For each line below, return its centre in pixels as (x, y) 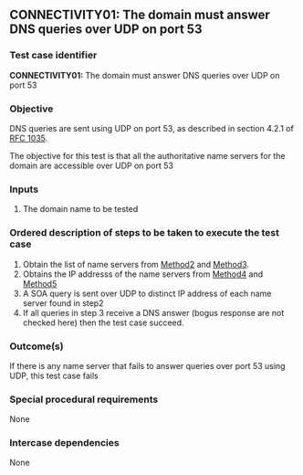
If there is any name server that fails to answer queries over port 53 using (147, 365)
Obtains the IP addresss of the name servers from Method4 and (143, 274)
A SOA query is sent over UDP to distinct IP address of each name (147, 293)
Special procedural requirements (84, 399)
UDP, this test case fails (54, 375)
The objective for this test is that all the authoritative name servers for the (147, 155)
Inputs (24, 189)
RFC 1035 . (29, 138)
